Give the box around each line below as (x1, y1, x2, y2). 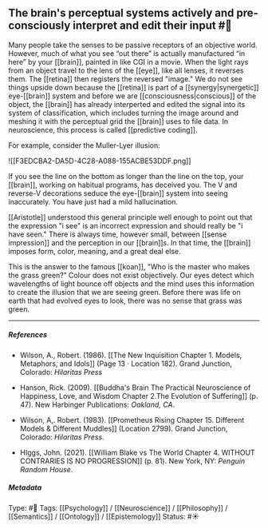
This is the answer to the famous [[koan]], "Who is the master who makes (8, 261, 250, 271)
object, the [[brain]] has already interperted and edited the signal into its (8, 99, 246, 109)
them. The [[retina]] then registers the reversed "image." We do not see (8, 74, 243, 83)
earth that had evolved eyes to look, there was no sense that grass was (8, 296, 242, 305)
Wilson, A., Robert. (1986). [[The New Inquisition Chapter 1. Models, (19, 350, 242, 360)
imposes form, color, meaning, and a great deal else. (8, 246, 181, 256)
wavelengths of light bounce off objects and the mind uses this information (8, 279, 255, 288)
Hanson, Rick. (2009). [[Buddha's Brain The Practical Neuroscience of (19, 383, 251, 392)
